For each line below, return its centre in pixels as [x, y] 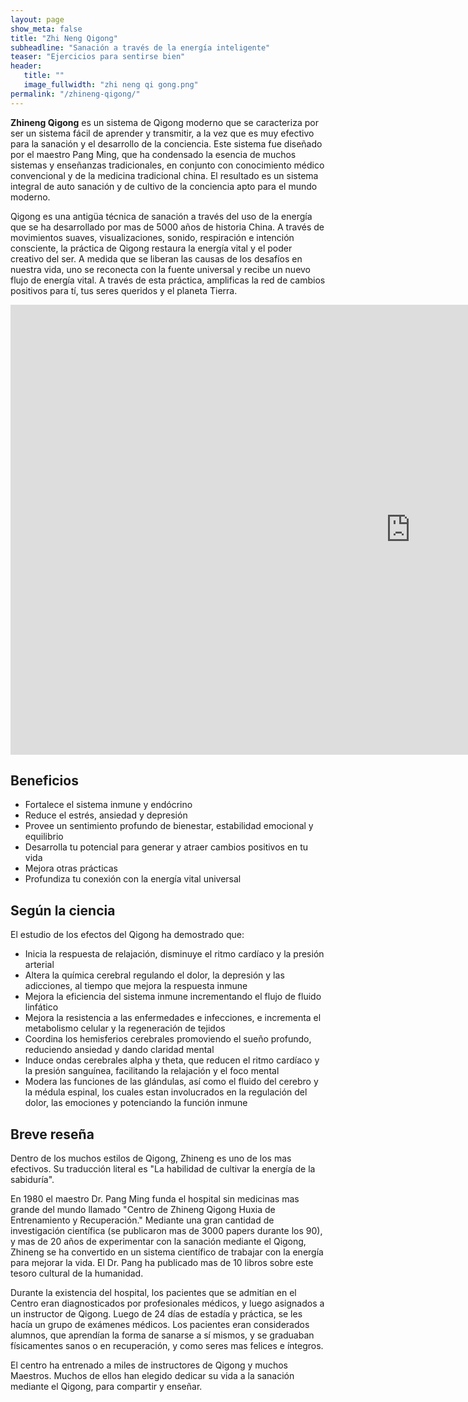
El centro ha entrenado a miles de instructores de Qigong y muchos [149, 1365]
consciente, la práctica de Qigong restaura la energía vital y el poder [151, 248]
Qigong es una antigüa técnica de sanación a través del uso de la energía [161, 216]
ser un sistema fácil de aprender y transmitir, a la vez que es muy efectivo [162, 133]
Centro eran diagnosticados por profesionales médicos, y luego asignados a [167, 1303]
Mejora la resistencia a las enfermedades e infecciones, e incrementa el [173, 1018]
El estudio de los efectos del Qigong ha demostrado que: [127, 935]
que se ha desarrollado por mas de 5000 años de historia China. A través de [167, 227]
